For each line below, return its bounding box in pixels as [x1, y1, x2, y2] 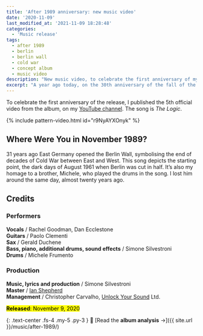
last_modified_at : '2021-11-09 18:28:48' [6, 20, 112, 26]
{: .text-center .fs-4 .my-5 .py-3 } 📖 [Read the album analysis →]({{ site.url [6, 316, 193, 324]
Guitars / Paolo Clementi [6, 232, 68, 239]
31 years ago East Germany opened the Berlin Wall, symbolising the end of [6, 150, 192, 157]
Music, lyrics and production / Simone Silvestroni [6, 280, 131, 288]
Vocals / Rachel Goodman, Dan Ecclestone [6, 225, 114, 233]
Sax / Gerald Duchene [6, 239, 62, 246]
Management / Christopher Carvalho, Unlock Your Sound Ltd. [6, 293, 161, 300]
